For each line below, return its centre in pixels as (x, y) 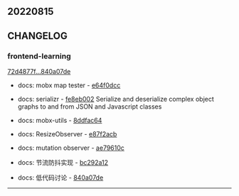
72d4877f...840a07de (39, 72)
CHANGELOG (37, 36)
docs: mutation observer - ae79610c (71, 148)
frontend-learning (39, 56)
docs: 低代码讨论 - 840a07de (60, 178)
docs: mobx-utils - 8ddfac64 (60, 121)
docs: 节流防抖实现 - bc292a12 (63, 163)
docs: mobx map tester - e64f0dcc (69, 85)
